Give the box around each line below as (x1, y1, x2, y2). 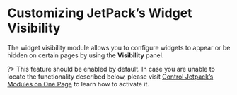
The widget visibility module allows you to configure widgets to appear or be (7, 43, 231, 52)
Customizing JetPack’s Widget (7, 5, 192, 21)
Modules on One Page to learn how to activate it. (7, 79, 150, 88)
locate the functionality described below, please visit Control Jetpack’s (7, 72, 214, 81)
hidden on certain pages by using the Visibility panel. (7, 51, 164, 60)
